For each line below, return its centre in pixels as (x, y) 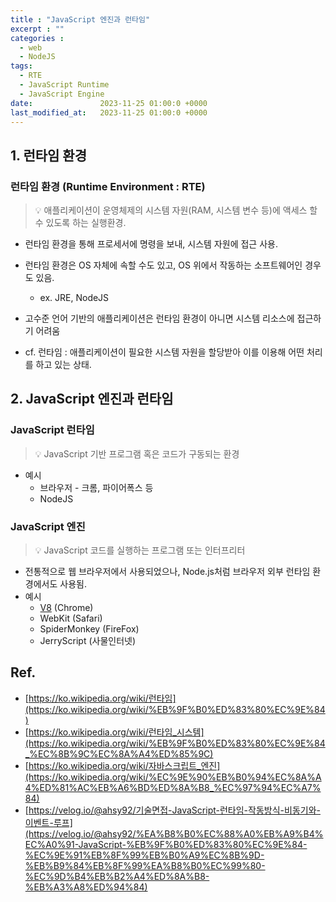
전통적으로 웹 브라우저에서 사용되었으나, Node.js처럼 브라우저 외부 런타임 (167, 572)
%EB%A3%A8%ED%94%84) (86, 887)
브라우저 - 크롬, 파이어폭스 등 (96, 487)
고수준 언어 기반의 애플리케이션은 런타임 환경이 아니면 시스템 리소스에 (159, 318)
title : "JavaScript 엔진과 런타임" (80, 19)
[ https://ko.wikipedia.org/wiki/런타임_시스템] (114, 732)
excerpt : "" (37, 29)
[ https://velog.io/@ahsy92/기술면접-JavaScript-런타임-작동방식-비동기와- (172, 810)
